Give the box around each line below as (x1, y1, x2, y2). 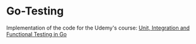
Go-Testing (6, 4, 64, 18)
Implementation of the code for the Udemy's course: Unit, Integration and (6, 24, 190, 31)
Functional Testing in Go (6, 30, 67, 37)
